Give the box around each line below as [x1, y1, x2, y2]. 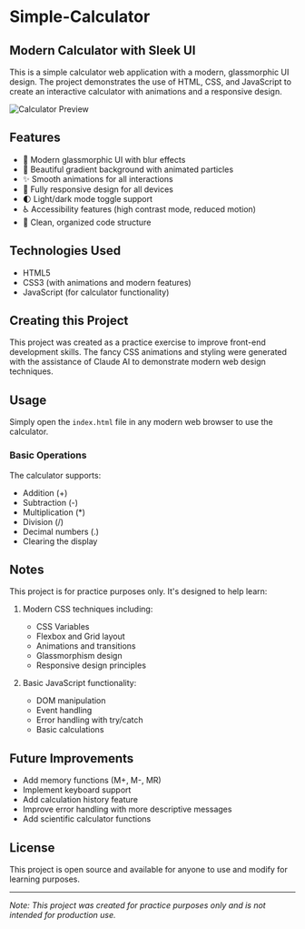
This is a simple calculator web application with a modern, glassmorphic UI [9, 66, 290, 77]
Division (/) [22, 516, 64, 527]
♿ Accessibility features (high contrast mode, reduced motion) [22, 203, 257, 215]
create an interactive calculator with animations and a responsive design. [9, 86, 283, 96]
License [9, 840, 55, 855]
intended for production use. [9, 909, 116, 920]
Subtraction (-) [22, 497, 79, 508]
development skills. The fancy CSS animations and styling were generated [9, 347, 288, 358]
